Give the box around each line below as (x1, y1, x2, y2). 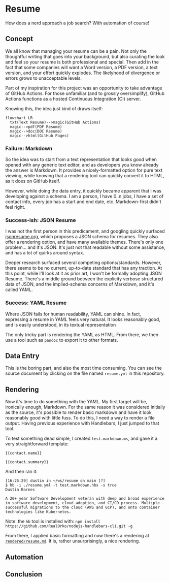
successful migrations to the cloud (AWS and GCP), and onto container (5, 505, 160, 510)
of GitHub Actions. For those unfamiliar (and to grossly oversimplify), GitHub (5, 90, 165, 96)
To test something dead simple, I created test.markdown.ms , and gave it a (5, 435, 158, 442)
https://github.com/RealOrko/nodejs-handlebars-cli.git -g (5, 524, 133, 529)
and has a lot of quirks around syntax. (5, 250, 85, 256)
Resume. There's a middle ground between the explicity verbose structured (5, 276, 163, 282)
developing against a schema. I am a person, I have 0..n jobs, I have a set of (5, 193, 164, 200)
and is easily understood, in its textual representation (5, 321, 116, 328)
